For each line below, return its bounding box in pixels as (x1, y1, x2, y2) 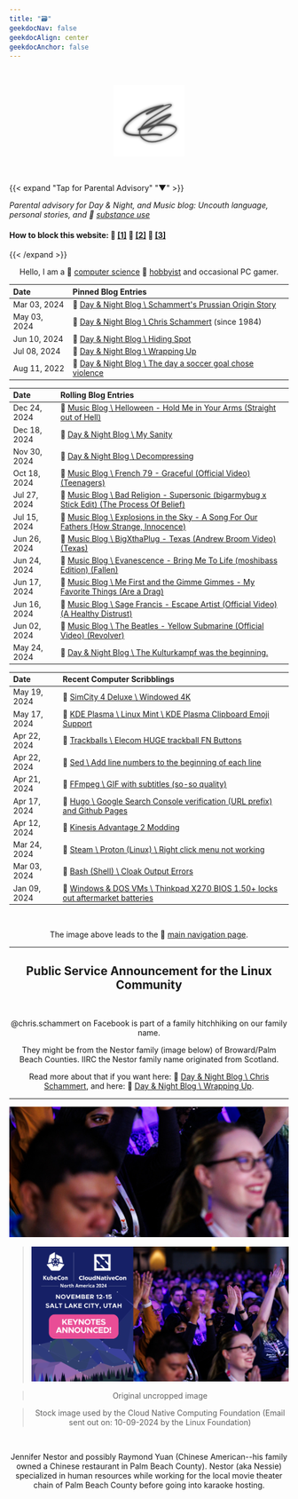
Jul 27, (12, 489, 39, 501)
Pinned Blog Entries (72, 286, 147, 297)
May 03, (12, 312, 43, 322)
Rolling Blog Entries (60, 390, 135, 401)
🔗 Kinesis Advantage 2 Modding (62, 822, 180, 833)
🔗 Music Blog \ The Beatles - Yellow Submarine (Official (60, 620, 264, 631)
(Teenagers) (60, 478, 106, 488)
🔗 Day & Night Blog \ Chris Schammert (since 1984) (72, 316, 262, 327)
